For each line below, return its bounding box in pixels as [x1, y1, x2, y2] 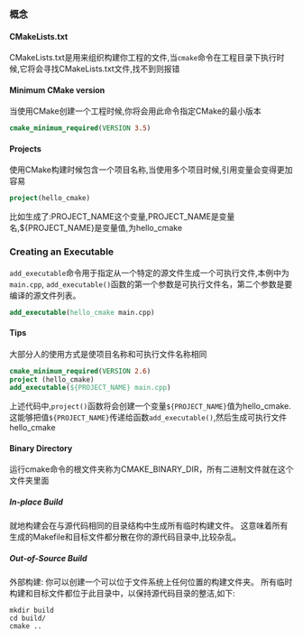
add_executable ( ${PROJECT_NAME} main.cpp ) [9, 384, 171, 393]
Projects [9, 143, 42, 154]
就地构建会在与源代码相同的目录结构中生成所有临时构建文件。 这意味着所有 [9, 521, 289, 532]
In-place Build [9, 496, 63, 507]
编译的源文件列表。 [9, 290, 81, 301]
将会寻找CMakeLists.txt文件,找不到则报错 [27, 63, 180, 74]
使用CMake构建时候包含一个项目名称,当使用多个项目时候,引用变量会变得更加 [9, 164, 293, 175]
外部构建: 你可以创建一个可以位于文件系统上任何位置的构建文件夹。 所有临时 [9, 577, 293, 587]
